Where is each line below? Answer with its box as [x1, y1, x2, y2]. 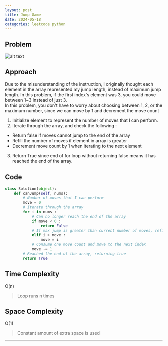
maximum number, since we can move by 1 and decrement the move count [5, 107, 159, 113]
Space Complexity [5, 307, 64, 316]
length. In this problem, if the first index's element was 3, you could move [5, 91, 156, 98]
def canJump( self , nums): [14, 191, 68, 196]
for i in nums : [23, 209, 57, 215]
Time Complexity [5, 270, 60, 278]
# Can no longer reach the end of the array [31, 214, 126, 219]
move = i [40, 237, 59, 242]
